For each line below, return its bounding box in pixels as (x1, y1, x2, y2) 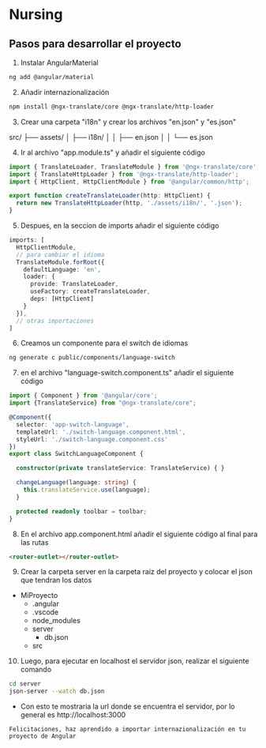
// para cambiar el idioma (16, 250, 105, 258)
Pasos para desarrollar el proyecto (9, 37, 182, 51)
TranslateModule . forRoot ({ (16, 258, 105, 266)
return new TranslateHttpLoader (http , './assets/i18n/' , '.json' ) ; (16, 199, 243, 207)
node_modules (32, 616, 81, 626)
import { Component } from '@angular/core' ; (9, 392, 158, 400)
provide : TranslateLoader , (29, 280, 119, 288)
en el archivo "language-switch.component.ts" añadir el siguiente (20, 368, 234, 378)
